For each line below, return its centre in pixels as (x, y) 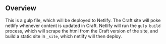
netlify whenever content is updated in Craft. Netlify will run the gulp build (83, 25)
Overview (21, 8)
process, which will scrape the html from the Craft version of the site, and (81, 31)
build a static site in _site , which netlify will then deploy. (64, 36)
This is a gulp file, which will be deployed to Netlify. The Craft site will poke (83, 20)
